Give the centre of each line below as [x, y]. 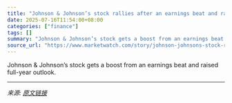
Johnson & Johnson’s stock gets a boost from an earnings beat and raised [113, 65]
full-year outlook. [32, 72]
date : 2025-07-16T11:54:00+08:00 [55, 20]
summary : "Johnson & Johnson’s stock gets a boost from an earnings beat [116, 39]
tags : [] [20, 33]
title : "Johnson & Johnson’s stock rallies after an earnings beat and [112, 13]
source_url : [24, 45]
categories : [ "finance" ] [43, 26]
